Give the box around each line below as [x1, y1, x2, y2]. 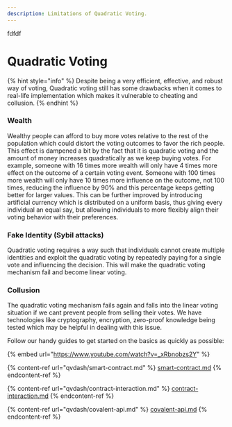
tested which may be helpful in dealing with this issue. [7, 324, 162, 332]
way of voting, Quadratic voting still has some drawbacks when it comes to [7, 84, 222, 92]
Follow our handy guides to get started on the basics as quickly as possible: [7, 337, 224, 345]
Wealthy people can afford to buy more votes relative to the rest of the [7, 131, 208, 140]
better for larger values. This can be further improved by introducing [7, 190, 203, 199]
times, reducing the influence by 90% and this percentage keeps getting [7, 183, 215, 192]
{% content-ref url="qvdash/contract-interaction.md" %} [7, 385, 170, 393]
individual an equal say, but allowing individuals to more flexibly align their [7, 206, 219, 214]
